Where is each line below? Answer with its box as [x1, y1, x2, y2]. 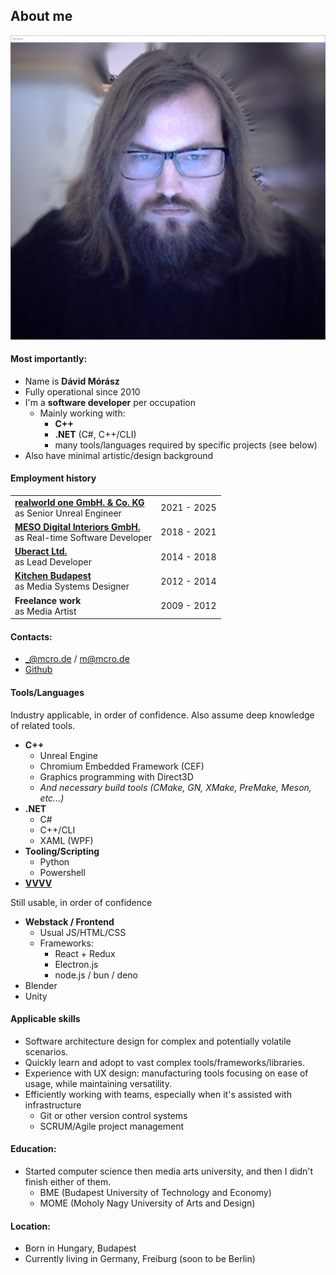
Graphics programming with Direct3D [39, 770, 194, 783]
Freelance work [14, 594, 82, 606]
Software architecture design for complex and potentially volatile [24, 1035, 292, 1047]
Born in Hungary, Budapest [24, 1242, 137, 1254]
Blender [24, 979, 58, 991]
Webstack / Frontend [24, 915, 115, 928]
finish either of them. [24, 1176, 112, 1188]
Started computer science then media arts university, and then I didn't [24, 1165, 314, 1178]
